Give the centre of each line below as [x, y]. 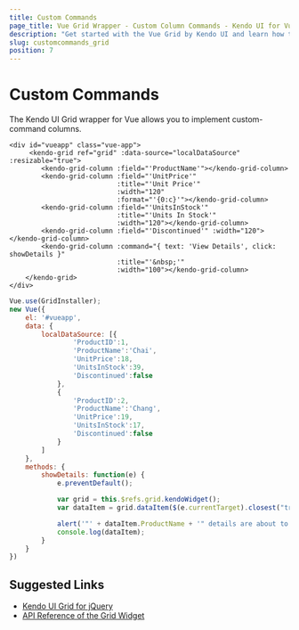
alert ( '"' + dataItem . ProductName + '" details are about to [173, 524]
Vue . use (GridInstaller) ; [55, 301]
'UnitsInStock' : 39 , [109, 368]
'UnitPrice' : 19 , [103, 417]
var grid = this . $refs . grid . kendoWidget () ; [138, 500]
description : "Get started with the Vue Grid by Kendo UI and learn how [147, 34]
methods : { [45, 467]
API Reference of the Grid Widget [83, 616]
